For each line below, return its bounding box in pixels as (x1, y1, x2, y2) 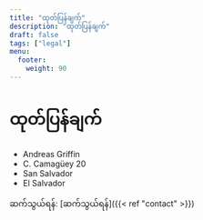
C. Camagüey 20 (22, 158, 86, 169)
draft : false (9, 30, 59, 39)
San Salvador (22, 167, 74, 178)
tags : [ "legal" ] (9, 38, 71, 48)
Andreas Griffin (22, 148, 80, 159)
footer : (17, 55, 47, 65)
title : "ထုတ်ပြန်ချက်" (9, 13, 86, 23)
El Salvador (22, 177, 66, 188)
